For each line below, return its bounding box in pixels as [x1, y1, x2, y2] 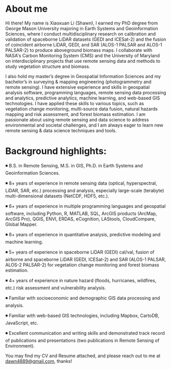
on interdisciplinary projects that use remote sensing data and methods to [5, 58, 161, 64]
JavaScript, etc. [5, 319, 38, 326]
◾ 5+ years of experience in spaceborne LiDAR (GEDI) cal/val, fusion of [5, 249, 155, 255]
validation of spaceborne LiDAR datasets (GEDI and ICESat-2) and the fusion [5, 36, 166, 42]
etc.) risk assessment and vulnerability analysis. [5, 284, 106, 291]
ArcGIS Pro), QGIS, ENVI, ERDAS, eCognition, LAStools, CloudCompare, [5, 215, 156, 222]
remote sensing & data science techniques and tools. [5, 127, 117, 133]
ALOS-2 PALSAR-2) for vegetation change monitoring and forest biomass [5, 261, 159, 268]
